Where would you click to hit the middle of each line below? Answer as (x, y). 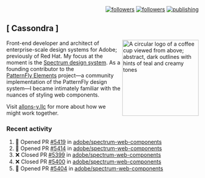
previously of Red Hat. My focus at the (55, 56)
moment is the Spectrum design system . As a (63, 62)
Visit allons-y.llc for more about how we (56, 106)
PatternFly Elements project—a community (60, 75)
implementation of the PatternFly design (57, 81)
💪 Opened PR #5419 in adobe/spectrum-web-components (88, 142)
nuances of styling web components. (53, 95)
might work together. (33, 113)
